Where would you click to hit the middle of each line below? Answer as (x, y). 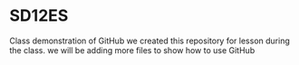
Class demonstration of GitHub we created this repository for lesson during (149, 41)
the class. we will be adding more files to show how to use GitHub (132, 50)
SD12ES (39, 16)
